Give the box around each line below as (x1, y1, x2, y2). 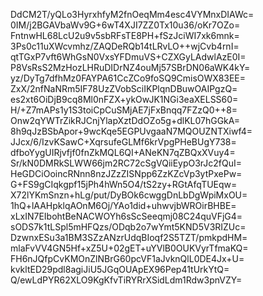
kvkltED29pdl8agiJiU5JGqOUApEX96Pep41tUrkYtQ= (10, 264, 230, 275)
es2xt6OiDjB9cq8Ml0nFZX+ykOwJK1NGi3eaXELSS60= (10, 94, 239, 105)
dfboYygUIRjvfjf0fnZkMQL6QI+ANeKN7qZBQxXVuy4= (10, 147, 236, 158)
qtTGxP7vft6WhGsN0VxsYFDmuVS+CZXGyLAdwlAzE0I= (10, 51, 247, 63)
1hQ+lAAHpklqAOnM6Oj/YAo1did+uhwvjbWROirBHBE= (10, 200, 237, 211)
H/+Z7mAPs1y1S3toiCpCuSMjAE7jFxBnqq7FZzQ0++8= (10, 104, 238, 116)
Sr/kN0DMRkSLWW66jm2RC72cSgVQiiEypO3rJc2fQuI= (10, 157, 243, 169)
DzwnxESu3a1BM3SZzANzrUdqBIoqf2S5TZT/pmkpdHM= (10, 232, 248, 243)
